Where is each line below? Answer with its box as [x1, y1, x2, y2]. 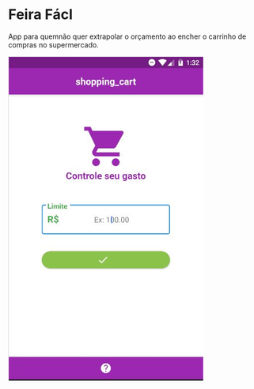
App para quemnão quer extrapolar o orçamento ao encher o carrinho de [8, 32, 247, 41]
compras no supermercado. [8, 40, 99, 49]
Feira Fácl [8, 6, 74, 24]
